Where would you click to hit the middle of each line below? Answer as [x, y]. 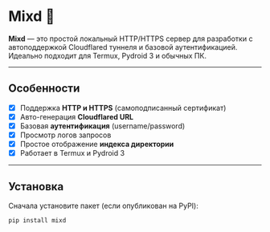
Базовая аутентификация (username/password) [102, 126]
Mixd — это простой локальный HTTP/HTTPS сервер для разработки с [131, 39]
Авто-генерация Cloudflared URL [77, 116]
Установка [36, 187]
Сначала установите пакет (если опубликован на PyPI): [103, 206]
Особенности [44, 89]
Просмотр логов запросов [65, 135]
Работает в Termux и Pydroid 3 [72, 153]
